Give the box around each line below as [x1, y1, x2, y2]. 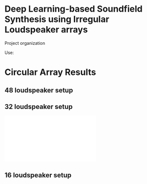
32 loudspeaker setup [4, 102, 73, 110]
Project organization [4, 40, 45, 46]
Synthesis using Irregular [4, 14, 109, 25]
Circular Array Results [4, 67, 96, 78]
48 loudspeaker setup [4, 86, 73, 94]
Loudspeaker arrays [4, 24, 88, 35]
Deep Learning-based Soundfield [4, 3, 143, 15]
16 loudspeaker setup [4, 171, 72, 179]
